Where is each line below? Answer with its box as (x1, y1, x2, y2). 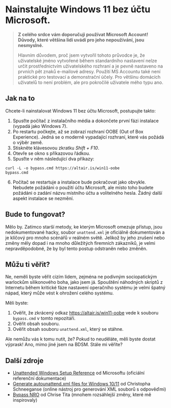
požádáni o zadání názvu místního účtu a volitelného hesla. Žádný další (12, 190, 162, 196)
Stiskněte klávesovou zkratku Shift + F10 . (12, 145, 100, 151)
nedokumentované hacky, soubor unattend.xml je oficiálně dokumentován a (5, 229, 165, 235)
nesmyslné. (17, 42, 44, 48)
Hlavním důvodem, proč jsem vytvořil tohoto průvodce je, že (17, 52, 145, 58)
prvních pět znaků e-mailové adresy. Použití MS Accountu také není (17, 68, 161, 75)
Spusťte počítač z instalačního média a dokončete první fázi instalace (12, 118, 159, 124)
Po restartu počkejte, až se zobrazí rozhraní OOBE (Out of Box (12, 128, 144, 134)
